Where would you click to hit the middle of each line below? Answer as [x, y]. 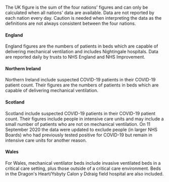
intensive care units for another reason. [46, 140]
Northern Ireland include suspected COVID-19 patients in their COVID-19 [80, 80]
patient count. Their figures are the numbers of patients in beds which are [82, 85]
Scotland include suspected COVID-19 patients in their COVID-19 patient [80, 113]
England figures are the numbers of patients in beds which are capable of [82, 46]
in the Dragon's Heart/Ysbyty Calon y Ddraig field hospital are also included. [84, 173]
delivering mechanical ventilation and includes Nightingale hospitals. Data [82, 52]
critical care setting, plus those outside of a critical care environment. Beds [83, 168]
